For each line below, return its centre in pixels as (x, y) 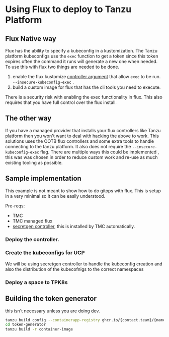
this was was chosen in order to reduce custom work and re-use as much (81, 157)
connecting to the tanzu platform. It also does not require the (68, 146)
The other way (28, 118)
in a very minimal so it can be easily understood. (55, 196)
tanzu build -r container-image (39, 329)
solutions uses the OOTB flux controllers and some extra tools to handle (80, 141)
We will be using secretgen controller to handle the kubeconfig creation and (84, 264)
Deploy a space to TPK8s (36, 282)
